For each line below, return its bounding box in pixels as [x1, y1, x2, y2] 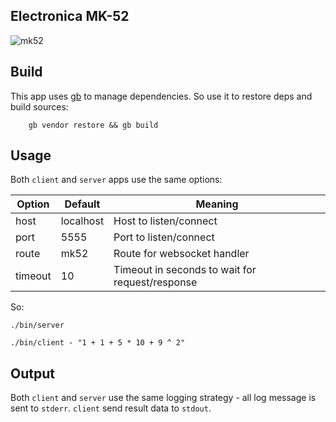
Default [64, 197, 101, 211]
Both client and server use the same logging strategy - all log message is [10, 392, 317, 404]
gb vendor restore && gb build [28, 120, 159, 130]
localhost [60, 214, 105, 228]
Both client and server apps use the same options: [10, 174, 223, 186]
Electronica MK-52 [10, 8, 130, 25]
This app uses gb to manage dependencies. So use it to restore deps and [10, 90, 313, 102]
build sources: [10, 100, 69, 113]
